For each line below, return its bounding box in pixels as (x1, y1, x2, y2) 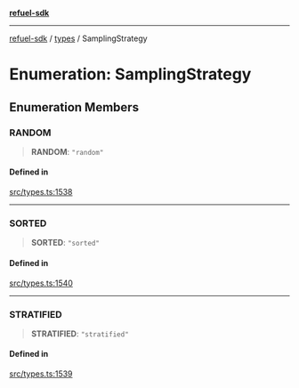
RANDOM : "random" (30, 146, 104, 157)
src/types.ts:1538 (9, 187, 73, 198)
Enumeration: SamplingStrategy (9, 64, 252, 85)
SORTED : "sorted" (30, 238, 101, 248)
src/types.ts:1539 (9, 368, 73, 379)
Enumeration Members (9, 100, 140, 115)
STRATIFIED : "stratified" (30, 328, 129, 339)
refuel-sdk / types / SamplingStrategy (9, 33, 149, 44)
